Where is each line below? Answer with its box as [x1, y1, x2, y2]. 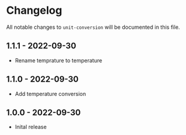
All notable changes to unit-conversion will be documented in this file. [6, 23, 180, 31]
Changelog [6, 4, 62, 17]
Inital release [14, 124, 47, 131]
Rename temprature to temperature [14, 56, 103, 64]
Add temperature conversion [14, 90, 86, 97]
